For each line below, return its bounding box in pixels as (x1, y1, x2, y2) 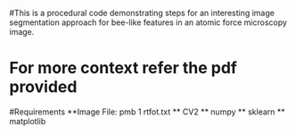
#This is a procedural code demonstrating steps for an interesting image (9, 8, 275, 18)
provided (9, 77, 78, 97)
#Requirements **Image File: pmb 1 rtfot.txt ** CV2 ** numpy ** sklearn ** (9, 106, 285, 117)
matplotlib (9, 115, 46, 126)
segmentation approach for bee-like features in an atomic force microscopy (9, 17, 288, 28)
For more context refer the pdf (9, 58, 238, 79)
